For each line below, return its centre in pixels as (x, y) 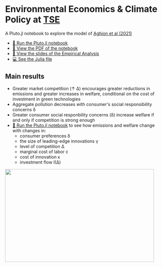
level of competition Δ (42, 146)
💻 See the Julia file (32, 59)
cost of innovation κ (40, 157)
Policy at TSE (33, 20)
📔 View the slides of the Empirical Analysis (55, 53)
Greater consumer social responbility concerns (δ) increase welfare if (83, 114)
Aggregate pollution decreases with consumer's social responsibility (82, 104)
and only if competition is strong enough (54, 120)
